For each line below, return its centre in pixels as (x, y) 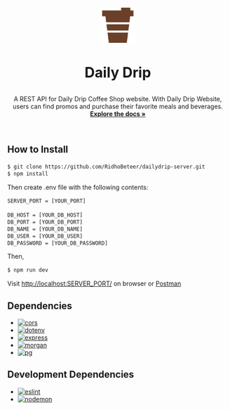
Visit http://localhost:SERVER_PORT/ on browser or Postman (94, 283)
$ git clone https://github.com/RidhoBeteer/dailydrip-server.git (106, 167)
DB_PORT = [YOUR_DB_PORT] (45, 222)
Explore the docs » (118, 114)
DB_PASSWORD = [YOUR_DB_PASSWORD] (58, 243)
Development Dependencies (71, 374)
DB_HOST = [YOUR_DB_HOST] (45, 215)
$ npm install (28, 174)
